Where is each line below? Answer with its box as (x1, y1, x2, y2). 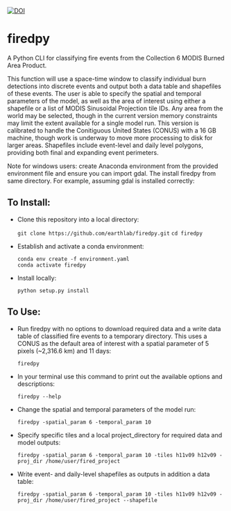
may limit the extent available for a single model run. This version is (7, 119, 199, 127)
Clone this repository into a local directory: (17, 215, 139, 224)
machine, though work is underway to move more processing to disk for (7, 133, 213, 142)
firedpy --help (17, 393, 62, 400)
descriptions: (17, 379, 55, 388)
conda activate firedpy (17, 261, 87, 269)
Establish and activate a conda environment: (17, 242, 144, 250)
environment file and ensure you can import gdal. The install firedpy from (7, 169, 216, 177)
